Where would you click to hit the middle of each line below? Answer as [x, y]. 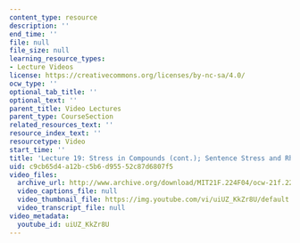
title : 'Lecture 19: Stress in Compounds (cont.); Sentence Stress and [145, 158]
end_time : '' [33, 34]
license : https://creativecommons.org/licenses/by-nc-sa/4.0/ [127, 76]
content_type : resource [54, 17]
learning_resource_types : [57, 59]
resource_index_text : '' [55, 134]
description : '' [39, 26]
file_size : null [39, 51]
